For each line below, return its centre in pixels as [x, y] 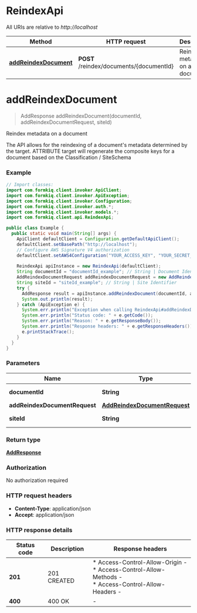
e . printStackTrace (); [48, 332]
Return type [23, 440]
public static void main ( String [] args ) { [64, 234]
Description [67, 548]
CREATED [61, 581]
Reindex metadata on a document [47, 133]
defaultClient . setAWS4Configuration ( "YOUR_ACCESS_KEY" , [86, 255]
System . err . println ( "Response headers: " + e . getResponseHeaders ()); [108, 326]
